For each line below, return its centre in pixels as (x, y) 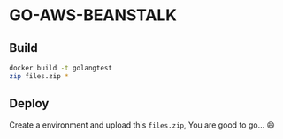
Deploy (29, 103)
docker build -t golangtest (61, 68)
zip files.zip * (39, 76)
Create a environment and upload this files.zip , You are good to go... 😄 (142, 125)
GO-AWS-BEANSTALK (93, 15)
